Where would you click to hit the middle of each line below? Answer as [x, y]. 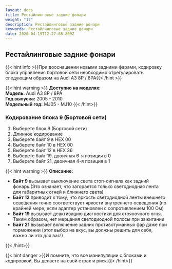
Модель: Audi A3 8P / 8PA [34, 93]
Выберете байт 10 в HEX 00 [43, 145]
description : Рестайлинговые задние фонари [53, 24]
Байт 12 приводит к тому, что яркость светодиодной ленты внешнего [89, 197]
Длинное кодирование [38, 134]
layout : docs [19, 10]
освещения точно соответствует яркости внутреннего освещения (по [90, 203]
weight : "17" [19, 19]
